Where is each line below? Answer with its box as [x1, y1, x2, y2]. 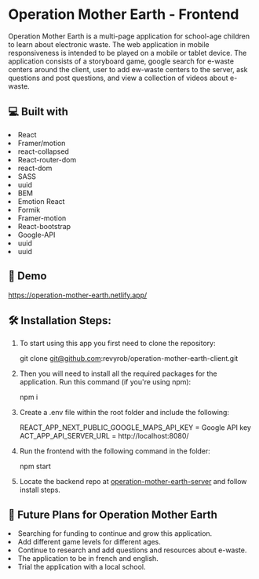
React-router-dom [18, 155, 77, 164]
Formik [18, 205, 41, 214]
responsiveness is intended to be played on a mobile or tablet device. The [8, 48, 247, 57]
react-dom [18, 163, 53, 173]
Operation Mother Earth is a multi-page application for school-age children [8, 31, 250, 41]
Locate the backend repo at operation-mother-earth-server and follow [19, 477, 247, 486]
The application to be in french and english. [18, 554, 159, 563]
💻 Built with [8, 105, 69, 118]
